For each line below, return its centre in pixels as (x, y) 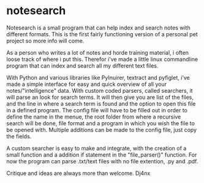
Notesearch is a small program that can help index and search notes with (99, 28)
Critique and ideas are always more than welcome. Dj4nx (78, 173)
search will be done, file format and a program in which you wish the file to (100, 123)
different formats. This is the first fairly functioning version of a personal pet (102, 34)
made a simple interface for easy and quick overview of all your (87, 84)
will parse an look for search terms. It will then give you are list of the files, (100, 97)
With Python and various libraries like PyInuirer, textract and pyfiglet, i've (98, 77)
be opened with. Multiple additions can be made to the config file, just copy (102, 130)
